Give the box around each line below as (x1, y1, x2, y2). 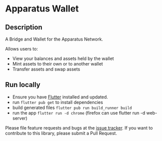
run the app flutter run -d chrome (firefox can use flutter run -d (12, 109, 146, 115)
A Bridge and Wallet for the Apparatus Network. (5, 36, 103, 42)
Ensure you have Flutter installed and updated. (12, 93, 108, 100)
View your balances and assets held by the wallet (12, 55, 114, 61)
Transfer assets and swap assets (12, 66, 81, 72)
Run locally (5, 80, 41, 89)
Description (5, 23, 42, 31)
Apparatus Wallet (5, 3, 79, 14)
